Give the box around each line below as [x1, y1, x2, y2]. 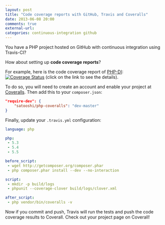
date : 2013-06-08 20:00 [5, 16, 55, 21]
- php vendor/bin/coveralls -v [7, 200, 72, 205]
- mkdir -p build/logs [7, 182, 55, 187]
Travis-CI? [5, 49, 26, 55]
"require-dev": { [5, 99, 41, 104]
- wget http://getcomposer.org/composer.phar [7, 163, 104, 168]
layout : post [5, 7, 32, 12]
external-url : [5, 26, 35, 31]
